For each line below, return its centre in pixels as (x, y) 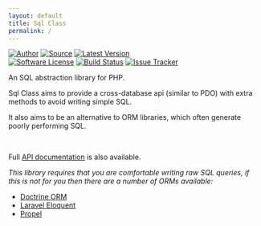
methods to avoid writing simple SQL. (70, 102)
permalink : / (30, 31)
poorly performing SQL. (47, 126)
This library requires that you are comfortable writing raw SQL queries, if (129, 173)
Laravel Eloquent (48, 205)
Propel (31, 214)
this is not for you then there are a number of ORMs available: (111, 181)
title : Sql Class (37, 23)
